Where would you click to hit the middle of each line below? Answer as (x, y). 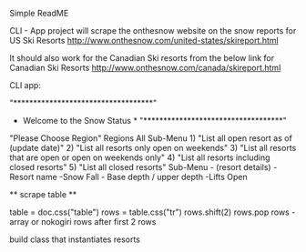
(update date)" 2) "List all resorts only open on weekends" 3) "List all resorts (153, 148)
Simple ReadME (39, 13)
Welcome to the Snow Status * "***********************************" (154, 121)
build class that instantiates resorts (75, 239)
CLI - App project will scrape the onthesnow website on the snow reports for (153, 30)
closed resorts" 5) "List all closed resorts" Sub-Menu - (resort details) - (143, 167)
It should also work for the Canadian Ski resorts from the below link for (142, 58)
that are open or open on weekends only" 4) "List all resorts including (140, 157)
